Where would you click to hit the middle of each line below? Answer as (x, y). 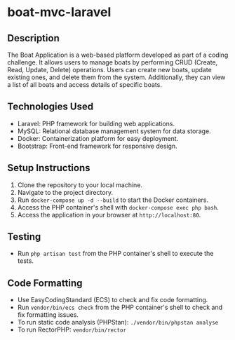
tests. (25, 261)
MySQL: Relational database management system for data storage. (114, 131)
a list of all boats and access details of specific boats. (85, 84)
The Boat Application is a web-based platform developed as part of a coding (118, 55)
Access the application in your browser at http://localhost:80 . (109, 215)
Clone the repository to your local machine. (80, 185)
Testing (24, 237)
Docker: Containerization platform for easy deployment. (98, 138)
